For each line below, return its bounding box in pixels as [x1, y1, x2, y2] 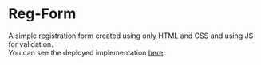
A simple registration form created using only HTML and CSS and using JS [8, 31, 254, 40]
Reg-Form [8, 5, 77, 23]
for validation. [8, 39, 53, 48]
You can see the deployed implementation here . [8, 48, 166, 57]
